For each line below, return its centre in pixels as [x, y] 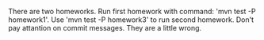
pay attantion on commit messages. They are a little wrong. [105, 28]
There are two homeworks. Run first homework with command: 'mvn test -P [132, 11]
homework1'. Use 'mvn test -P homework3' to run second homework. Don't [131, 20]
